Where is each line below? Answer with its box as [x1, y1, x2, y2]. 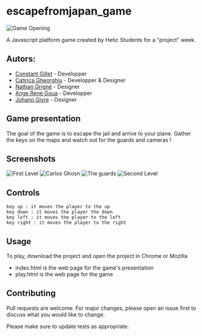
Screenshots [6, 153, 56, 164]
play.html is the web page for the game [15, 271, 114, 278]
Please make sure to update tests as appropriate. [6, 323, 130, 330]
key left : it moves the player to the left [6, 214, 121, 220]
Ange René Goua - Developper [15, 89, 92, 97]
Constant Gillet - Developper [15, 70, 87, 77]
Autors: [6, 54, 36, 65]
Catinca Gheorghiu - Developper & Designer [15, 76, 126, 83]
